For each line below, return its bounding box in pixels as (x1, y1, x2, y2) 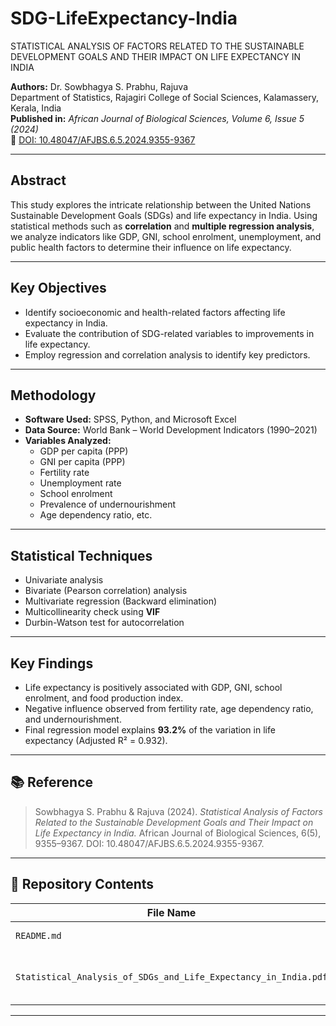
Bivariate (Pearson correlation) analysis (24, 585, 188, 597)
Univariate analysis (24, 574, 104, 586)
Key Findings (10, 655, 94, 672)
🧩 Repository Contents (10, 876, 155, 893)
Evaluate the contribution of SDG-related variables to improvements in (24, 327, 315, 339)
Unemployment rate (39, 477, 122, 489)
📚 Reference (10, 774, 93, 791)
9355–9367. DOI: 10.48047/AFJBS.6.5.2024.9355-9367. (34, 837, 265, 849)
